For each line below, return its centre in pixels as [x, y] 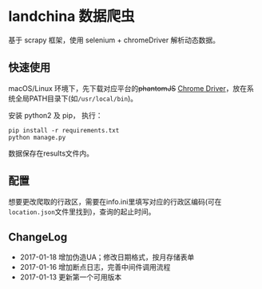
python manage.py [37, 137]
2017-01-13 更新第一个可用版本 [71, 277]
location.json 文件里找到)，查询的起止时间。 [82, 212]
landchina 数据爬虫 [71, 16]
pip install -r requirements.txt [64, 130]
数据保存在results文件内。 [51, 153]
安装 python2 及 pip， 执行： [56, 115]
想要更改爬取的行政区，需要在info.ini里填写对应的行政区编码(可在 [115, 201]
